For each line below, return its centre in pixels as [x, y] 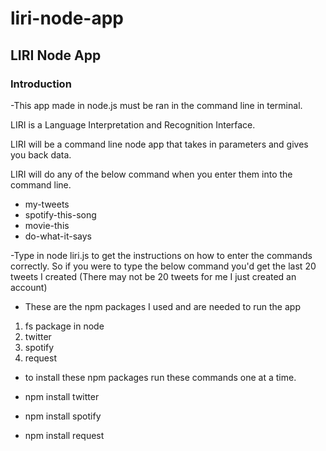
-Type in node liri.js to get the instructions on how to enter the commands [161, 255]
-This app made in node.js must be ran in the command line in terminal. [156, 105]
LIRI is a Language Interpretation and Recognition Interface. [133, 124]
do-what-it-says [58, 236]
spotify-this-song [60, 214]
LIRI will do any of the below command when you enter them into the [151, 174]
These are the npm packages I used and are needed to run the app [162, 306]
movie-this [47, 225]
